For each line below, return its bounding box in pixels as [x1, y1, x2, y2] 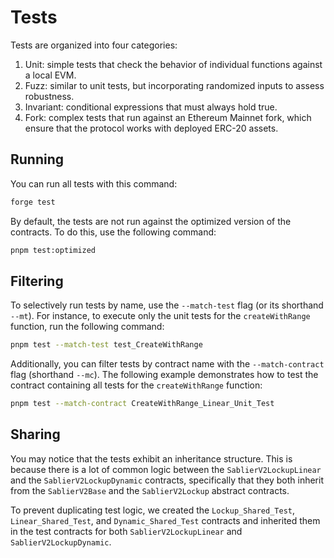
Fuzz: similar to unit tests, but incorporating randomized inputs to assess [24, 79, 325, 91]
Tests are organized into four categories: [10, 39, 178, 51]
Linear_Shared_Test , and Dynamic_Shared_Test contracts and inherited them [10, 514, 321, 526]
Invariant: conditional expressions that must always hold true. [24, 101, 278, 113]
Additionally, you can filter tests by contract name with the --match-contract [10, 358, 325, 370]
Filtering [10, 272, 64, 290]
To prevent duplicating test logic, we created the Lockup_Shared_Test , [10, 504, 296, 516]
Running [10, 151, 65, 168]
